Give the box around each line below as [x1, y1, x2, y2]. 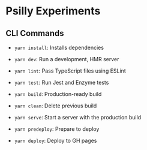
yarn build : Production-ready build [14, 91, 102, 97]
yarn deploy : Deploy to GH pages [14, 137, 97, 144]
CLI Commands [5, 28, 64, 38]
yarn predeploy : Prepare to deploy [14, 125, 100, 133]
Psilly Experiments [5, 4, 101, 18]
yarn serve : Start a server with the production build [14, 114, 142, 121]
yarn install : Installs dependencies [14, 44, 104, 51]
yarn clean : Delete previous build [14, 102, 97, 109]
